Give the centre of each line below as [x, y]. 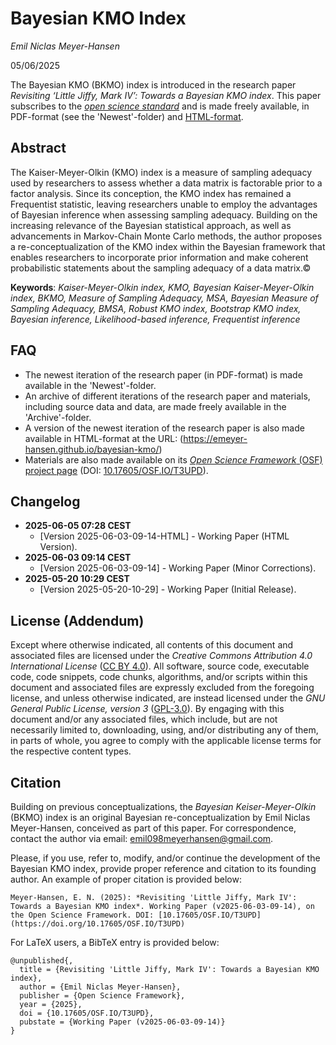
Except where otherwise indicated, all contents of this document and [152, 645]
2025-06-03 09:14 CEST [78, 558]
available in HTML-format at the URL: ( [104, 438]
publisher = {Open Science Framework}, [102, 996]
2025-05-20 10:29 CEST [77, 579]
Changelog [45, 501]
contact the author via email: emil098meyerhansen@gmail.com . [142, 838]
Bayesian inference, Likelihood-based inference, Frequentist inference [155, 319]
